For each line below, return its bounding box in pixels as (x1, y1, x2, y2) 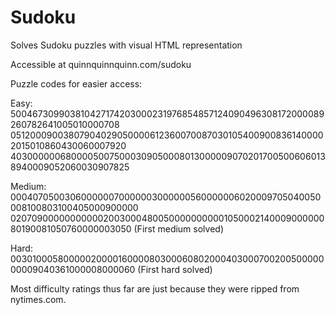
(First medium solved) (133, 222, 225, 235)
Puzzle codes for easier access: (10, 77, 143, 90)
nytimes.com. (10, 293, 67, 305)
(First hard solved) (137, 263, 213, 275)
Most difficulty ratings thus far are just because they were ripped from (10, 282, 300, 295)
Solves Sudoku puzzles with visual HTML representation (10, 39, 243, 51)
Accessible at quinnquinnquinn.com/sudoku (10, 58, 192, 70)
